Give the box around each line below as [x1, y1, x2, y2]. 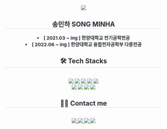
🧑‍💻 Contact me [60, 99, 107, 108]
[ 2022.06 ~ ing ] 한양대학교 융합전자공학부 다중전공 [32, 41, 142, 48]
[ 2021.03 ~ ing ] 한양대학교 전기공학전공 [43, 34, 130, 41]
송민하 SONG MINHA [52, 20, 115, 29]
